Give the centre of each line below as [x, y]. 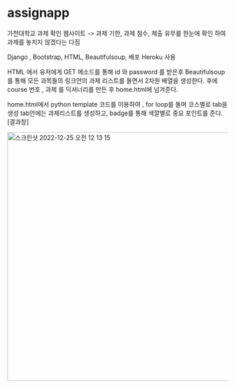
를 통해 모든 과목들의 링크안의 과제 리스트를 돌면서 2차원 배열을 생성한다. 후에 [113, 80]
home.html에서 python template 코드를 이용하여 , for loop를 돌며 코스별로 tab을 [117, 104]
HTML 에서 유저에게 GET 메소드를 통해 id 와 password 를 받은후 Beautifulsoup [116, 72]
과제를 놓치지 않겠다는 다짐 [44, 42]
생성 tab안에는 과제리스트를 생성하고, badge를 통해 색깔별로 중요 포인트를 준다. [115, 113]
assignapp [38, 13]
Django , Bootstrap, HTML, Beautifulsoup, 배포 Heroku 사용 [92, 57]
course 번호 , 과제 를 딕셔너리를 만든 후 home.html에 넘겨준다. [93, 89]
